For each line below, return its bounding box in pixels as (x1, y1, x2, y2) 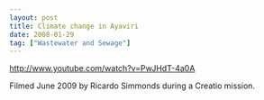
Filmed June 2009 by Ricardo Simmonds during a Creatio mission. (9, 80, 255, 91)
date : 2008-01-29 (9, 30, 75, 39)
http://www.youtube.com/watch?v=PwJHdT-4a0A (9, 63, 196, 74)
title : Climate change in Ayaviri (9, 22, 140, 31)
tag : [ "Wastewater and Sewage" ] (9, 38, 131, 48)
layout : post (9, 13, 59, 23)
